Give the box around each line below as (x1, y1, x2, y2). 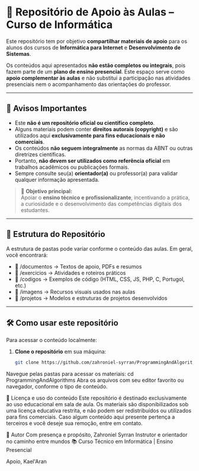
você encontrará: (6, 251, 49, 258)
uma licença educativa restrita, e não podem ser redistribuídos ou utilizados (6, 407, 191, 415)
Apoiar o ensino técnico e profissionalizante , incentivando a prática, (20, 194, 190, 201)
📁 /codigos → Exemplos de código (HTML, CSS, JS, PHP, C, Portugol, (14, 276, 185, 283)
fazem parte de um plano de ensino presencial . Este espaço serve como (6, 68, 185, 75)
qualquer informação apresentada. (14, 176, 99, 183)
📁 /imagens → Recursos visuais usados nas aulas (14, 288, 136, 295)
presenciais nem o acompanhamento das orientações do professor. (6, 80, 171, 88)
